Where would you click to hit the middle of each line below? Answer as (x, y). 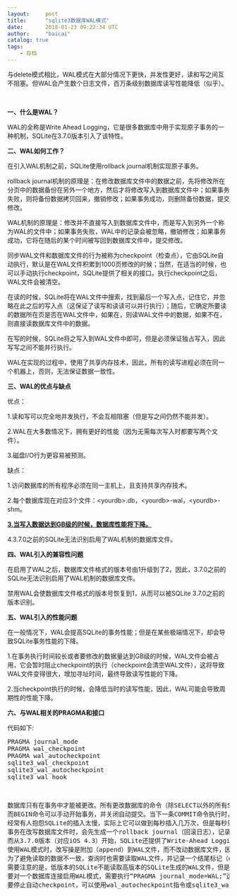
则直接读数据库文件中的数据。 (50, 323)
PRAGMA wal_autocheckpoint (54, 756)
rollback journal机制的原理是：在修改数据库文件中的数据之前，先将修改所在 (116, 180)
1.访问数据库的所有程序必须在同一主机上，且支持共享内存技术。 (99, 485)
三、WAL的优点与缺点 (39, 386)
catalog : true (28, 40)
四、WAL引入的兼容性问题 (45, 554)
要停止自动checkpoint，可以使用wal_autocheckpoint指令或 (100, 885)
